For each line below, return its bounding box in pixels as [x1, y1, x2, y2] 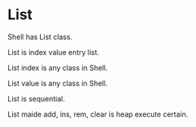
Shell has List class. [7, 32, 73, 42]
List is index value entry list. [7, 47, 100, 57]
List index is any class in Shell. [7, 62, 108, 73]
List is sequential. [7, 93, 66, 103]
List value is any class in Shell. [7, 78, 108, 88]
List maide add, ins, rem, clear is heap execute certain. [7, 109, 189, 119]
